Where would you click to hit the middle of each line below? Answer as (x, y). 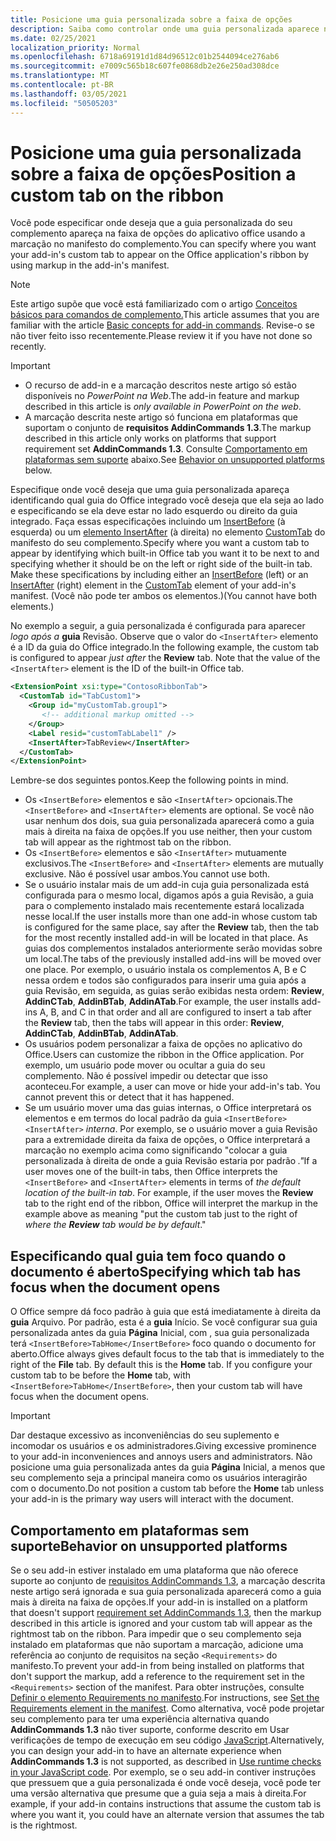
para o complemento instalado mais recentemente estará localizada (164, 906)
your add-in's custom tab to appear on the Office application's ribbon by (160, 255)
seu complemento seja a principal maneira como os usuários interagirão (159, 1478)
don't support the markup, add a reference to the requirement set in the (157, 1676)
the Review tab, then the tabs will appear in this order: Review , (154, 1023)
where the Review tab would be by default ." (115, 1225)
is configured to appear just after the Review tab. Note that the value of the (165, 658)
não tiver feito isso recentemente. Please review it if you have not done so (161, 336)
